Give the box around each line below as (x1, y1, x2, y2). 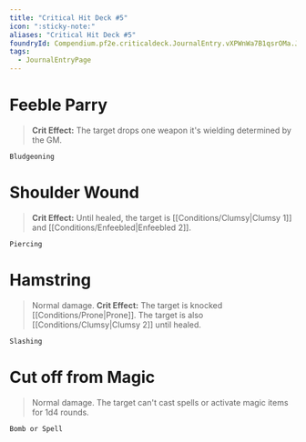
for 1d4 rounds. (31, 407, 89, 417)
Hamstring (9, 270, 91, 291)
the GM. (31, 134, 62, 146)
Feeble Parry (9, 95, 107, 116)
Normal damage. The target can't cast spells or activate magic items (31, 397, 289, 407)
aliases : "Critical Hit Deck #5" (9, 30, 137, 39)
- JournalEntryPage (17, 55, 92, 65)
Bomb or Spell (9, 424, 64, 433)
